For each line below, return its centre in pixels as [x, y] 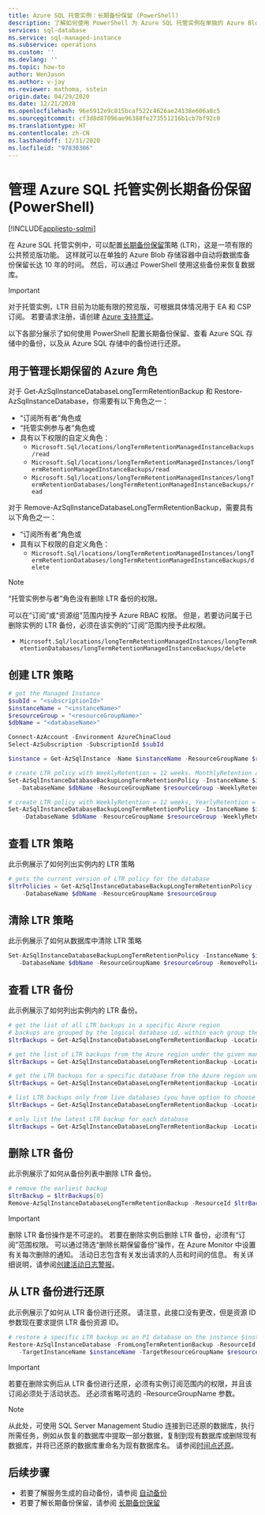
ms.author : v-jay [37, 81]
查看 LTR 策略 [41, 843]
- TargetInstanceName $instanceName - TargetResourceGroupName [121, 1352]
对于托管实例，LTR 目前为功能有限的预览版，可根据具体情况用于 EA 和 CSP [130, 307]
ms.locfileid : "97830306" [50, 148]
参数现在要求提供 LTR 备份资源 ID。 [66, 1322]
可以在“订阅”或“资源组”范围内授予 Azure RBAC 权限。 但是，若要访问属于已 [130, 615]
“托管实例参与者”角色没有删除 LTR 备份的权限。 [85, 599]
